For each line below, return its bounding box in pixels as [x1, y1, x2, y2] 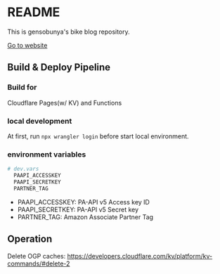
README [7, 4, 60, 20]
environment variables [7, 149, 86, 159]
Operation [7, 233, 53, 245]
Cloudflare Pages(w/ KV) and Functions [7, 98, 122, 107]
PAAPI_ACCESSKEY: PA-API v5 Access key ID [17, 197, 150, 206]
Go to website [7, 41, 48, 49]
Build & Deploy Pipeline [7, 61, 111, 74]
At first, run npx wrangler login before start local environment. [7, 131, 189, 141]
